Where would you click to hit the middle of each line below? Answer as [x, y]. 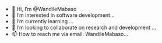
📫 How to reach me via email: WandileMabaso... [70, 34]
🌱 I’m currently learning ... [43, 21]
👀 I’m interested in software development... [63, 15]
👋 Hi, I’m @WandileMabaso [44, 9]
